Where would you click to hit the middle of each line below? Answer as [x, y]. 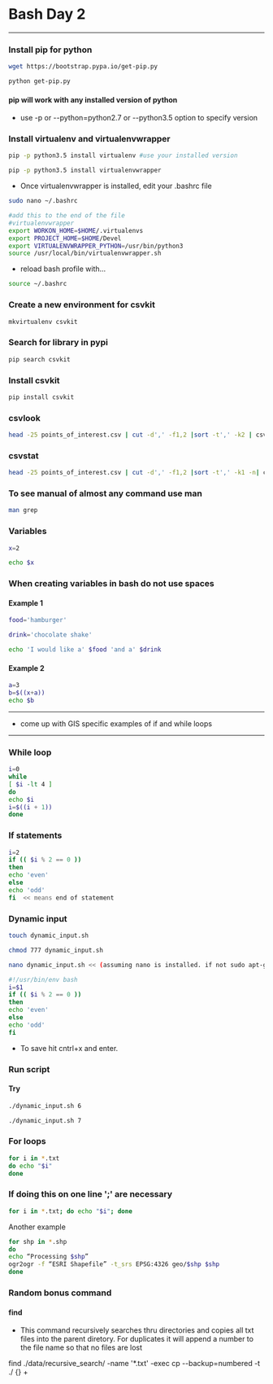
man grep [23, 510]
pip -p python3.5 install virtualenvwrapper [85, 171]
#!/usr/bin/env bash [43, 979]
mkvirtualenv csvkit [43, 322]
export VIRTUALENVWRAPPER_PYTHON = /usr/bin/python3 [96, 246]
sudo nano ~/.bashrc [43, 201]
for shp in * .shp [38, 1242]
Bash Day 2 [47, 14]
